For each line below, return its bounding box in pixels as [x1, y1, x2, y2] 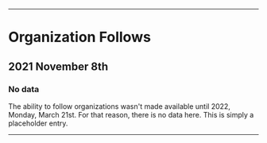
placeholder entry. [8, 118, 68, 128]
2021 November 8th [8, 60, 109, 73]
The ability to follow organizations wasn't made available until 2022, [8, 101, 230, 111]
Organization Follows [8, 29, 151, 46]
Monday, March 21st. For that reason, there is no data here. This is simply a [8, 110, 254, 119]
